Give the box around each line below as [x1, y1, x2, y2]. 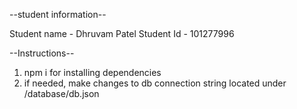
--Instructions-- [9, 47, 75, 59]
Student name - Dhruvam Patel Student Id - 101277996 [9, 28, 235, 39]
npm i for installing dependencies [23, 67, 162, 78]
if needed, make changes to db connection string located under [23, 77, 287, 89]
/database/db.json [23, 88, 100, 99]
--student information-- [9, 9, 107, 20]
